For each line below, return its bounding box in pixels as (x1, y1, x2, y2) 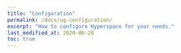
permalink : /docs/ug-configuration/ (7, 17, 113, 23)
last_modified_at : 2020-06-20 (7, 29, 95, 36)
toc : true (7, 36, 36, 43)
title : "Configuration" (7, 10, 76, 17)
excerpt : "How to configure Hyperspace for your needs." (7, 23, 175, 30)
